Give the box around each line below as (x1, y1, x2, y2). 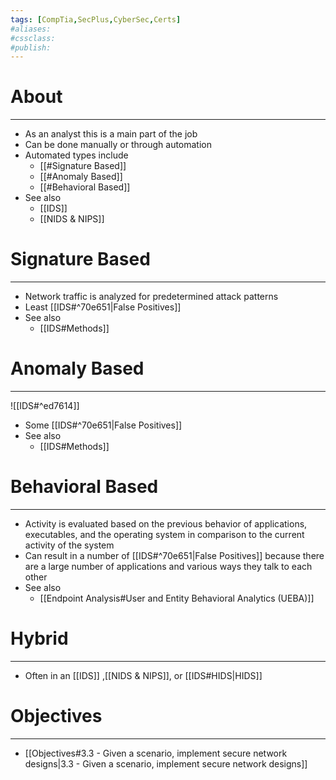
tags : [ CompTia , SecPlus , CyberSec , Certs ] (10, 14, 182, 25)
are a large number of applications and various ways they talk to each (24, 561, 313, 572)
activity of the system (24, 539, 115, 551)
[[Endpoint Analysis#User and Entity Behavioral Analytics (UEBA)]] (39, 592, 315, 604)
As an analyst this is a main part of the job (24, 128, 198, 140)
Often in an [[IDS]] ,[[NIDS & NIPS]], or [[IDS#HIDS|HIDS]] (24, 669, 263, 681)
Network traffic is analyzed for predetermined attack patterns (24, 291, 279, 303)
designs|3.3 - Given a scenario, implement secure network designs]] (24, 757, 308, 770)
